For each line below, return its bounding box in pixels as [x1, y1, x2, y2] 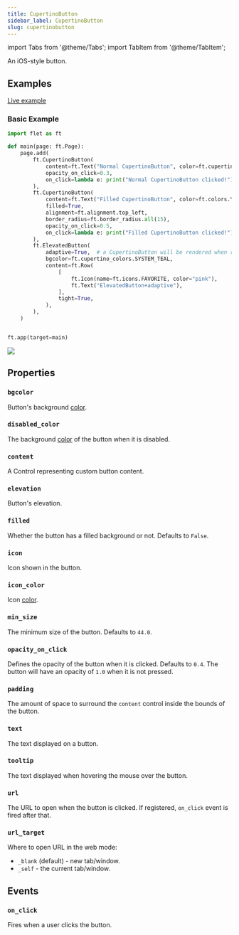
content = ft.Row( [45, 262, 94, 269]
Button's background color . [7, 402, 87, 411]
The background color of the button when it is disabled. [7, 434, 171, 443]
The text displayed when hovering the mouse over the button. [7, 771, 188, 779]
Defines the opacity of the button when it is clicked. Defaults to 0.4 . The [7, 659, 218, 668]
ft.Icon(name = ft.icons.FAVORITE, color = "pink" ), [70, 275, 218, 282]
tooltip [7, 757, 34, 765]
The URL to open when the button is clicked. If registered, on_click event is [7, 803, 229, 812]
